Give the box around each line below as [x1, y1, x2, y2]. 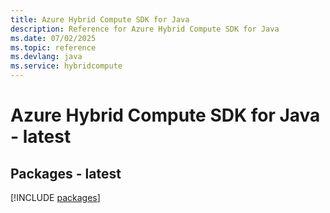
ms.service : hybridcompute [10, 61, 123, 71]
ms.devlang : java [10, 52, 83, 62]
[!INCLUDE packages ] [10, 192, 101, 203]
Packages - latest [10, 165, 122, 182]
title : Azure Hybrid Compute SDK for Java [10, 14, 190, 25]
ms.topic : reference [10, 42, 97, 53]
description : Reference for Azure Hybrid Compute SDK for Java [10, 24, 280, 34]
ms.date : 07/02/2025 [10, 33, 97, 43]
